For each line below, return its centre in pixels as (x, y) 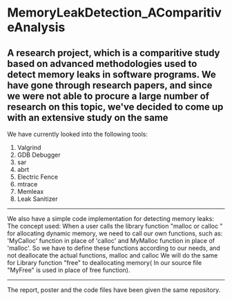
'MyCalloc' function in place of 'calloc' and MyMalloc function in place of (111, 241)
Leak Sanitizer (37, 199)
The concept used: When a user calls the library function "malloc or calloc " (115, 226)
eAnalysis (36, 27)
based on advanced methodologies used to (102, 64)
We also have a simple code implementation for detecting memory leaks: (110, 219)
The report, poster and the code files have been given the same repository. (114, 290)
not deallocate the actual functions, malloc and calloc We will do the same (113, 255)
